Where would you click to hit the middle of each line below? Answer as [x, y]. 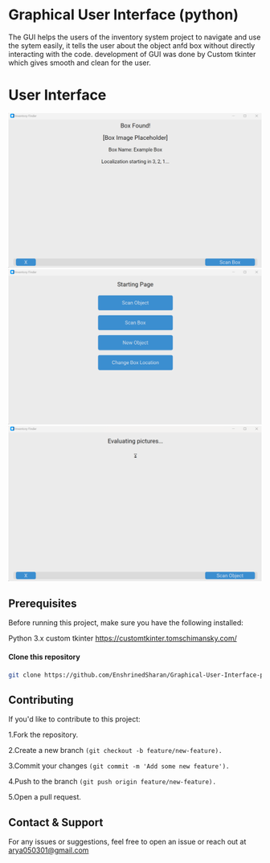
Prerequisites [43, 604]
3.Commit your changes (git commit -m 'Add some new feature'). [119, 766]
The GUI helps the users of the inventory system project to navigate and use [135, 37]
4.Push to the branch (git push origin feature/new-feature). [112, 782]
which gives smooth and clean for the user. [80, 63]
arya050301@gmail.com [49, 850]
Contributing [41, 699]
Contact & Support [56, 822]
